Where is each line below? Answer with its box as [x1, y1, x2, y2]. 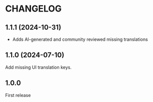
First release [5, 92, 31, 98]
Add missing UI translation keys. [5, 64, 72, 70]
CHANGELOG [5, 3, 62, 15]
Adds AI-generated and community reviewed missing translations [12, 36, 148, 42]
